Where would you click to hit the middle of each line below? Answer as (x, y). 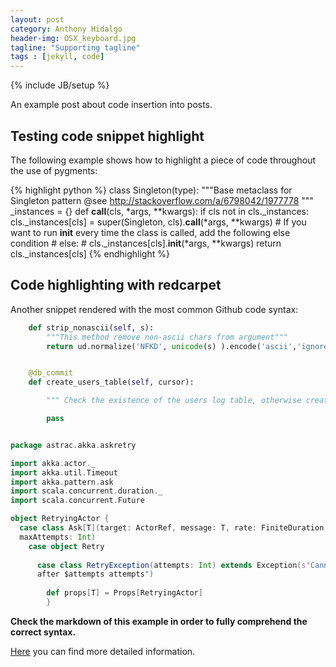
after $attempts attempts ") (95, 574)
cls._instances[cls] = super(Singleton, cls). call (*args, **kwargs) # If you (158, 222)
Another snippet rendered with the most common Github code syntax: (154, 309)
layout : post (37, 19)
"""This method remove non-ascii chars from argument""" (167, 337)
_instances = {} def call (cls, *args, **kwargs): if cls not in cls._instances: (159, 211)
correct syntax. (43, 632)
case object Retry (66, 546)
